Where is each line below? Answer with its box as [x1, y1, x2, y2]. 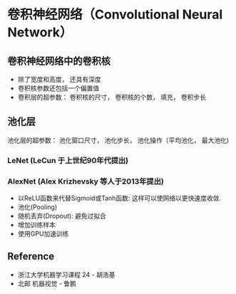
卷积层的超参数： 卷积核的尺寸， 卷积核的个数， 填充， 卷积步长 [17, 93, 207, 101]
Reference [7, 251, 55, 263]
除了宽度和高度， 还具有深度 [17, 75, 101, 83]
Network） [7, 24, 73, 41]
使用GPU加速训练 [17, 229, 69, 238]
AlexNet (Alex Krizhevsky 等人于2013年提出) [7, 176, 164, 186]
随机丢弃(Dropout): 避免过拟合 [17, 211, 107, 221]
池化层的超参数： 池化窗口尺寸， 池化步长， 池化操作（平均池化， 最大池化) [7, 136, 230, 145]
